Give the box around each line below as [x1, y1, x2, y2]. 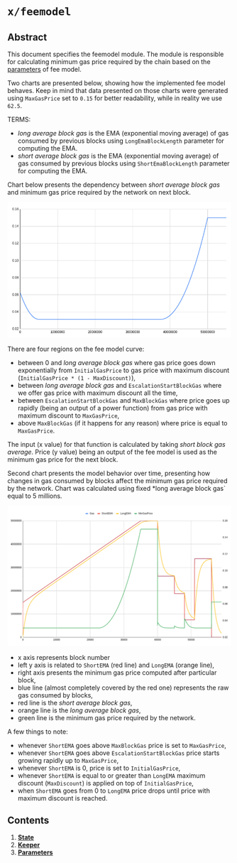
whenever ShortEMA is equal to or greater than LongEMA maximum [17, 771, 206, 780]
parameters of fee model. [7, 65, 82, 73]
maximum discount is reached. [17, 793, 108, 802]
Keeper [17, 841, 40, 850]
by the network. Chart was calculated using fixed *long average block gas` [7, 484, 226, 493]
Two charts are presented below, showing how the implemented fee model [7, 79, 226, 87]
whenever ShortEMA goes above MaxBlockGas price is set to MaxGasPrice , [17, 741, 227, 749]
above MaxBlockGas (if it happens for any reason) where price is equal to [17, 419, 228, 428]
